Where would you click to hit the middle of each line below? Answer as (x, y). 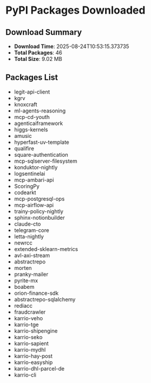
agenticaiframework (38, 123)
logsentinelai (29, 173)
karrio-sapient (31, 343)
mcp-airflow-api (34, 205)
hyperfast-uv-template (42, 142)
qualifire (24, 148)
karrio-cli (25, 375)
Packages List (32, 78)
